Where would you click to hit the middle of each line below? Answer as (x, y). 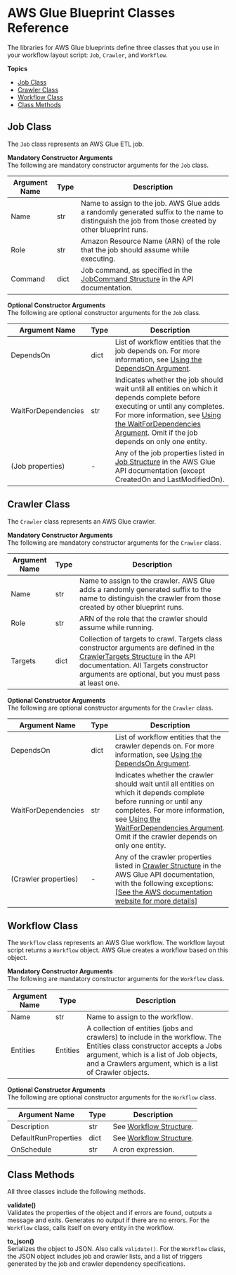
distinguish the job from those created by (148, 221)
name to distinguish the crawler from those (150, 598)
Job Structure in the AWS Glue (165, 462)
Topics (18, 68)
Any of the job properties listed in (170, 452)
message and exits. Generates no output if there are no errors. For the (109, 1220)
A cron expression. (144, 1150)
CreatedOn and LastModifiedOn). (170, 479)
